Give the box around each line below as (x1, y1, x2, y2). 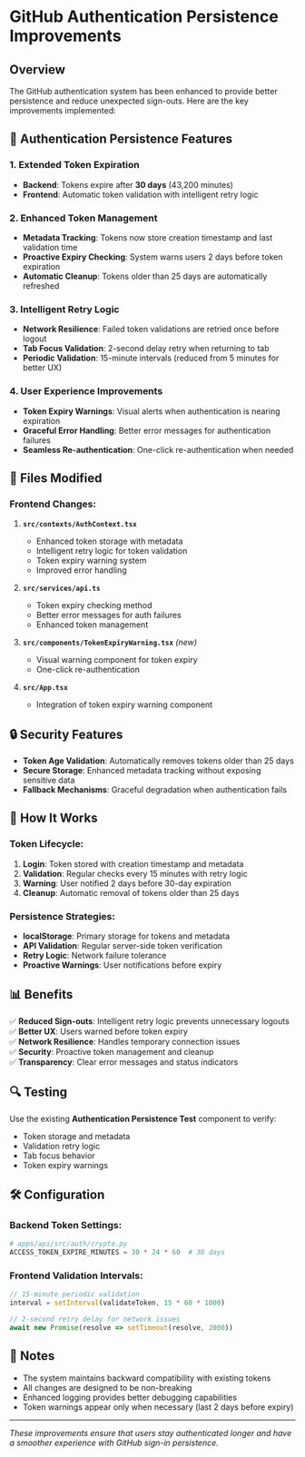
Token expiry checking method (35, 600, 152, 611)
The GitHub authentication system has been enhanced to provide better (9, 86, 279, 96)
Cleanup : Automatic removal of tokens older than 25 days (22, 887, 240, 898)
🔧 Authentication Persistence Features (9, 132, 233, 147)
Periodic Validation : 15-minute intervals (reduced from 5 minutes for (22, 352, 280, 364)
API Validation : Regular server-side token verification (22, 940, 223, 951)
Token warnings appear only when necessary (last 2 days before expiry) (22, 1401, 294, 1413)
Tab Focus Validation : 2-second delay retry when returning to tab (22, 343, 270, 354)
